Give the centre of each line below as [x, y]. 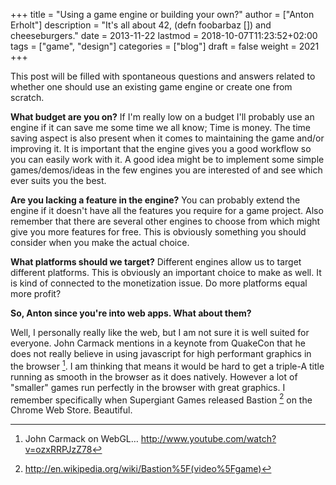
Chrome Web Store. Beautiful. [71, 410]
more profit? [36, 293]
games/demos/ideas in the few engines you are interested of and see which [166, 170]
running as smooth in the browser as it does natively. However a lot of [154, 376]
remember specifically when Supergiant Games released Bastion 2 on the [161, 399]
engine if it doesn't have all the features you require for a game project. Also [167, 210]
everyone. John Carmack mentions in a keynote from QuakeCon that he [158, 343]
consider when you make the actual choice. [100, 242]
